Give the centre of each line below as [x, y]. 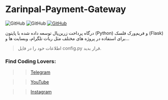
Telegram [40, 72]
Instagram [41, 92]
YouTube [40, 82]
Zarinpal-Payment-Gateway [66, 9]
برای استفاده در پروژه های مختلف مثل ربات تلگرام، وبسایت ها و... [67, 38]
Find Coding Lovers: [31, 61]
